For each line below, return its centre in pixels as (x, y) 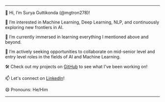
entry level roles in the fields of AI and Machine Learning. (63, 57)
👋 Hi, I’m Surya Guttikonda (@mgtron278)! (48, 13)
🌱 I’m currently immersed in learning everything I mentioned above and (77, 37)
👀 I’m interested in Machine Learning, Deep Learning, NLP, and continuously (82, 22)
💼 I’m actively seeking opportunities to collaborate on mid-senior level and (80, 51)
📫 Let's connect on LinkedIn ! (35, 78)
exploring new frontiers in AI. (34, 27)
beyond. (14, 42)
